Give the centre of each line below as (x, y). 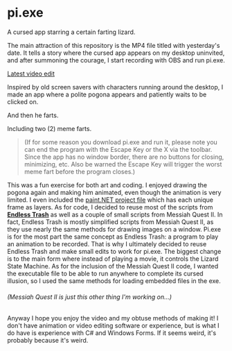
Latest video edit (31, 74)
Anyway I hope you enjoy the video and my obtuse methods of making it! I (113, 318)
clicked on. (23, 101)
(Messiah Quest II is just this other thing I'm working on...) (89, 297)
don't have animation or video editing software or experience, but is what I (113, 326)
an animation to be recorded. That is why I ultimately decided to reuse (107, 243)
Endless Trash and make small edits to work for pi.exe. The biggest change (114, 251)
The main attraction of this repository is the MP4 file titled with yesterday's (114, 45)
